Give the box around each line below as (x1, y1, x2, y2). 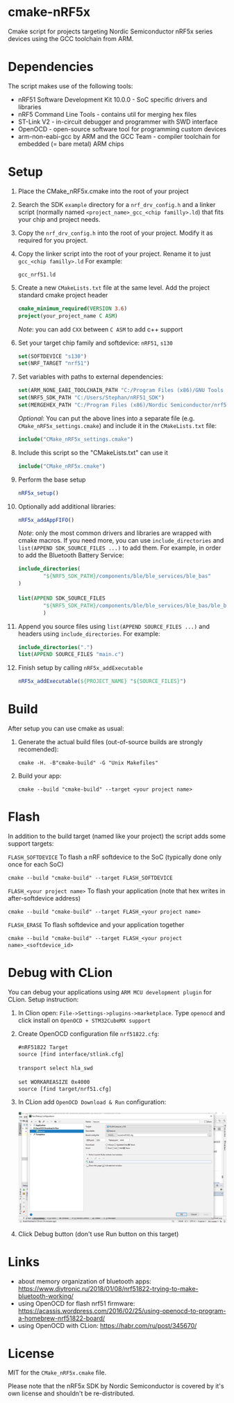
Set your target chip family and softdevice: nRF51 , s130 (17, 338, 173, 347)
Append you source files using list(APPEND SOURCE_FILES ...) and (17, 622, 210, 630)
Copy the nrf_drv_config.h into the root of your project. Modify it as (17, 229, 213, 237)
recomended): (17, 745, 59, 754)
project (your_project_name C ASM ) (17, 312, 118, 320)
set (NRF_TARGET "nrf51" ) (17, 360, 90, 367)
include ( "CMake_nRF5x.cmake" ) (17, 463, 106, 470)
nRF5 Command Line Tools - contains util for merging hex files (17, 110, 197, 118)
